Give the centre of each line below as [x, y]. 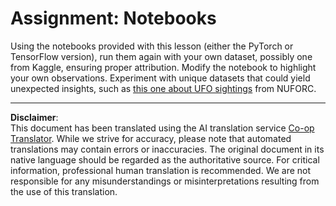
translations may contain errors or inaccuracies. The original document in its [167, 149]
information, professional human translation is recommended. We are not [161, 170]
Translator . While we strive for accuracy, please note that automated [151, 138]
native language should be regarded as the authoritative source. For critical [165, 159]
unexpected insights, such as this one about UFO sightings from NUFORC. [163, 88]
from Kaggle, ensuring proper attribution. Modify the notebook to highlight [163, 67]
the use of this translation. [64, 191]
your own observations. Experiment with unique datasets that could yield [160, 78]
